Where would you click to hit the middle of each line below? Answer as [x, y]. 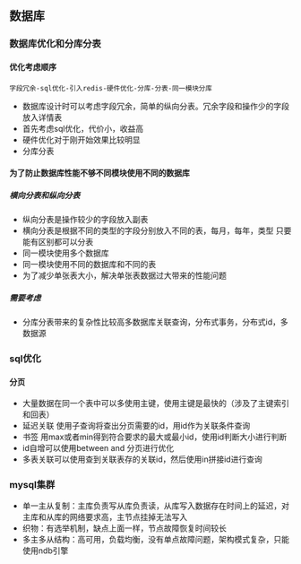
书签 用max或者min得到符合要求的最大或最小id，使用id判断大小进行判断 [155, 437]
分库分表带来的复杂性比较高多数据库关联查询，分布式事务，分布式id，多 [155, 322]
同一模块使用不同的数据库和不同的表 [89, 265]
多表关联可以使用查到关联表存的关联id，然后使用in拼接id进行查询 [142, 459]
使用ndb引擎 [45, 551]
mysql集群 [32, 485]
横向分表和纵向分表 [45, 195]
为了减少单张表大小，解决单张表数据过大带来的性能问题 [124, 275]
